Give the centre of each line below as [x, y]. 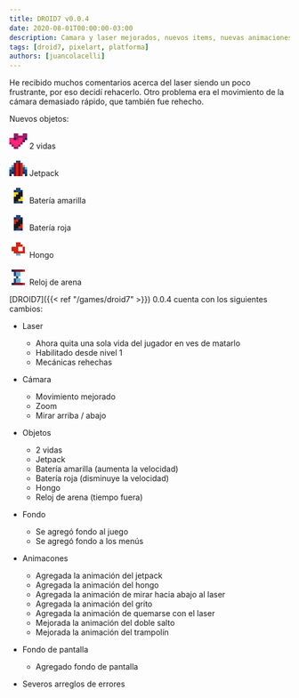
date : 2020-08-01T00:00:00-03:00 [71, 28]
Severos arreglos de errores [73, 684]
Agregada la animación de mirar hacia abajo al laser [130, 595]
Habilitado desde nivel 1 [79, 353]
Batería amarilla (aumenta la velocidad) [107, 469]
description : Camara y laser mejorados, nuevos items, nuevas [127, 37]
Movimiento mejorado [75, 397]
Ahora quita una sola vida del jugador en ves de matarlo [138, 343]
